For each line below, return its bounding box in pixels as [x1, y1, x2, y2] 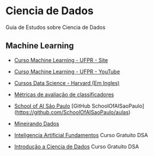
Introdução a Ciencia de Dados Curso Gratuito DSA [14, 143, 139, 150]
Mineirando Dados [14, 120, 60, 127]
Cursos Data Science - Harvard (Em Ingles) [14, 79, 120, 86]
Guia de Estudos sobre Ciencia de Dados [5, 24, 106, 31]
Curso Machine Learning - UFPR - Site [14, 56, 108, 63]
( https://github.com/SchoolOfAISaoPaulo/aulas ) [14, 108, 131, 116]
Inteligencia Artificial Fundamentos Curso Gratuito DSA [14, 131, 149, 138]
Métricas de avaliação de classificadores [14, 90, 114, 98]
